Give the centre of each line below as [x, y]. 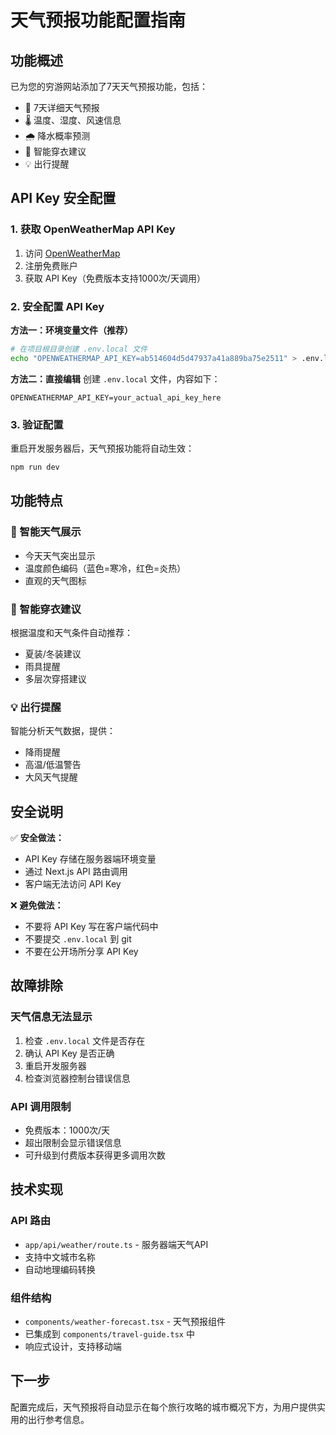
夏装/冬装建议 [53, 653]
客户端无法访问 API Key [73, 884]
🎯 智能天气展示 [46, 532]
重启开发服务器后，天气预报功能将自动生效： [102, 448]
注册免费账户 [51, 265]
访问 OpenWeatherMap [72, 253]
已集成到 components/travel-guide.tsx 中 [109, 1333]
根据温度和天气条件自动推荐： [71, 632]
